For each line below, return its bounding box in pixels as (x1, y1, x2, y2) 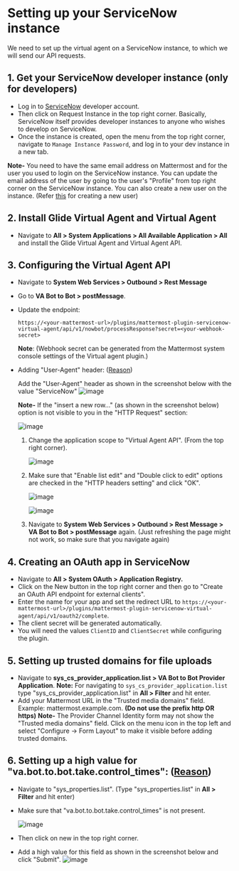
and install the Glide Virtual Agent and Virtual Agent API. (17, 239, 183, 247)
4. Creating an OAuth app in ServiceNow (7, 556, 191, 568)
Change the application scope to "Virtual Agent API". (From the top (28, 436, 224, 444)
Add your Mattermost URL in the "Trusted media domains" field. (17, 697, 205, 704)
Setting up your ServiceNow (7, 5, 178, 21)
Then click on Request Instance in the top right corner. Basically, (17, 109, 207, 118)
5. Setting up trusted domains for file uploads (7, 654, 212, 667)
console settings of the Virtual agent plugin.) (17, 352, 149, 360)
